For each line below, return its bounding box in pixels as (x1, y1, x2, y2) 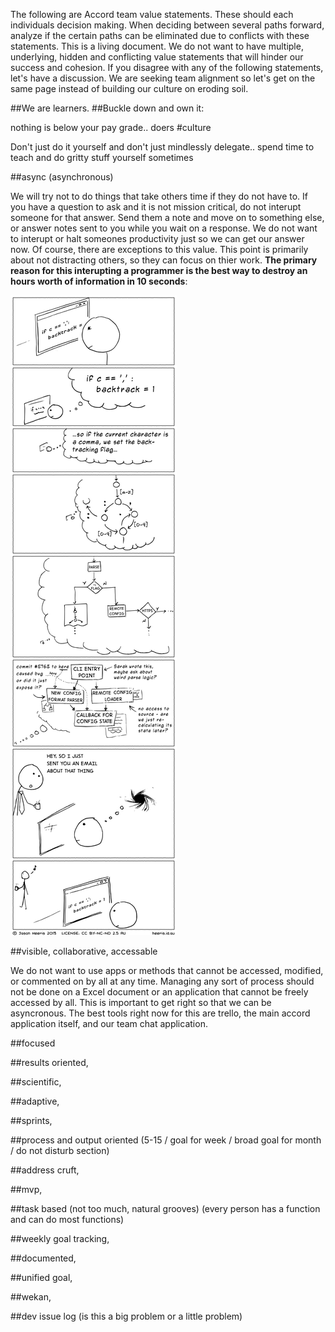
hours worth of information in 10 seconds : (10, 275, 188, 287)
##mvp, (10, 1184, 43, 1195)
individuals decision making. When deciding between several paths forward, (10, 19, 325, 31)
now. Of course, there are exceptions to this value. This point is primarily (10, 244, 309, 255)
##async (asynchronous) (10, 171, 114, 183)
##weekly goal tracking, (10, 1233, 110, 1244)
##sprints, (10, 1115, 53, 1126)
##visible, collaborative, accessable (10, 945, 158, 957)
